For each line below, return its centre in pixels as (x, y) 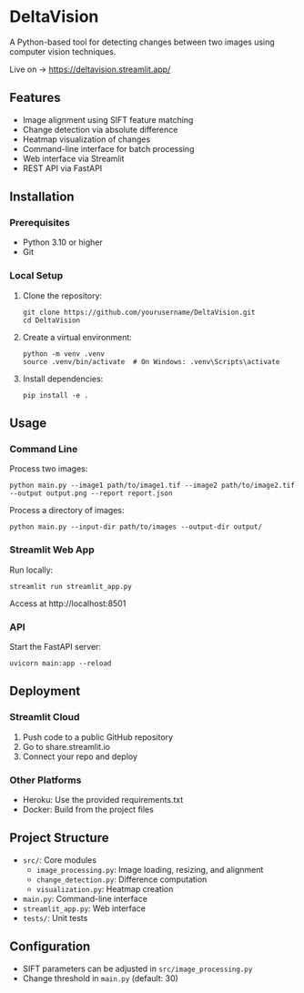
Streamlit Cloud (45, 717)
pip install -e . (56, 395)
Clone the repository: (62, 295)
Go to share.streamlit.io (66, 746)
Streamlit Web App (52, 550)
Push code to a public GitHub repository (98, 737)
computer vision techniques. (63, 51)
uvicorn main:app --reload (61, 664)
